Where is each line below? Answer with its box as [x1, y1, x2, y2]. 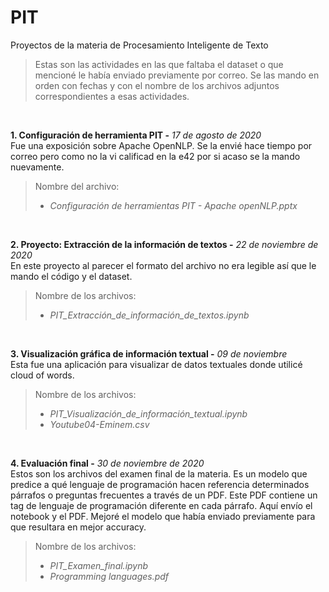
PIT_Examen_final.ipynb [49, 559, 149, 571]
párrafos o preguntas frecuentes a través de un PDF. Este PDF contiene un [10, 489, 318, 501]
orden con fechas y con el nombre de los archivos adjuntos [34, 79, 280, 91]
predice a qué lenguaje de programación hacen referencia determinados [10, 478, 310, 490]
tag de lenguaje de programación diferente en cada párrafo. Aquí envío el [10, 499, 313, 511]
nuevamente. [10, 161, 65, 173]
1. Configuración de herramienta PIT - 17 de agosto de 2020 [10, 129, 262, 141]
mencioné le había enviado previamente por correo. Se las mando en [34, 69, 320, 81]
